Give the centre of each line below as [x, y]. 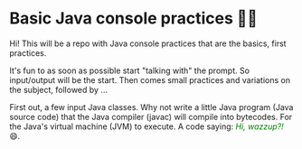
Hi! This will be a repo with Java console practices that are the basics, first [148, 43]
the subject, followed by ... [59, 89]
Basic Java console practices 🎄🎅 [133, 19]
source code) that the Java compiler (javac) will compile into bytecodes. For [151, 116]
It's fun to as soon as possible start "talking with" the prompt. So [130, 70]
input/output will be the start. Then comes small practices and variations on [150, 79]
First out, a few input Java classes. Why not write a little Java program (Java [151, 107]
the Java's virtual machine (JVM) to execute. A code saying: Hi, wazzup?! [147, 126]
